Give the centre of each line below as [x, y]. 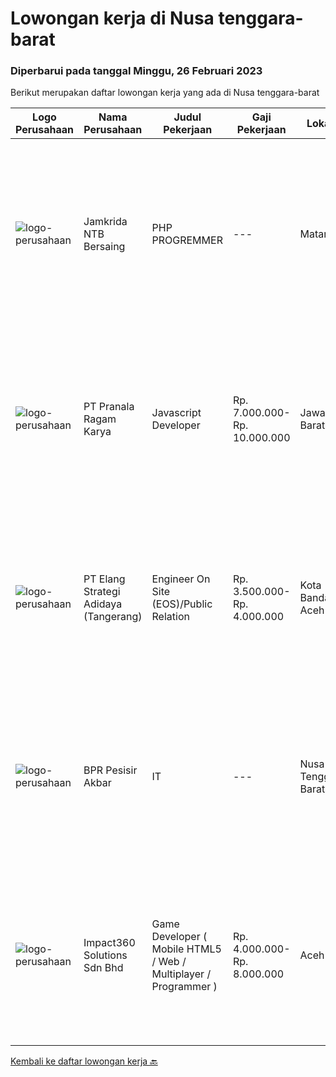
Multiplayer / [181, 974]
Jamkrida [105, 222]
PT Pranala [109, 407]
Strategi [102, 592]
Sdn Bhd [103, 968]
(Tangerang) [113, 617]
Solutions [105, 955]
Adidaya [103, 604]
